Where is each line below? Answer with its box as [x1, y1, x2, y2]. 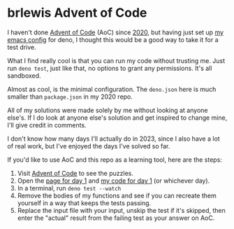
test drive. [7, 43, 36, 51]
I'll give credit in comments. [7, 120, 87, 129]
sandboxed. [7, 71, 41, 80]
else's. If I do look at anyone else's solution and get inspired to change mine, [7, 113, 228, 122]
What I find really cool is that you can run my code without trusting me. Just [7, 56, 226, 64]
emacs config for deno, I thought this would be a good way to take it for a [7, 35, 219, 43]
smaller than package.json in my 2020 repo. [7, 92, 133, 101]
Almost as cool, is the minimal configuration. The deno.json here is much [7, 85, 217, 93]
